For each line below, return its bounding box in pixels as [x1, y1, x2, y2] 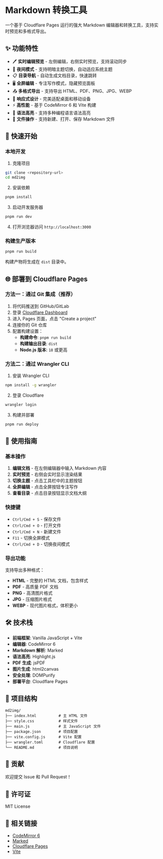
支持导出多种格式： [5, 567, 45, 573]
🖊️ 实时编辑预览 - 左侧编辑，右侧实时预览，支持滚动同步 [12, 58, 127, 64]
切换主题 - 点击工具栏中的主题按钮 [12, 478, 83, 484]
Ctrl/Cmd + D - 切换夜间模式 [12, 541, 71, 547]
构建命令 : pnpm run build [19, 334, 71, 340]
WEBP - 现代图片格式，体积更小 [12, 602, 78, 608]
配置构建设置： [12, 328, 43, 334]
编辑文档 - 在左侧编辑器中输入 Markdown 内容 [12, 465, 107, 471]
